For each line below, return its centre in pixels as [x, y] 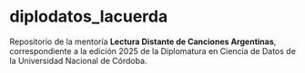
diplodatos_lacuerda [89, 17]
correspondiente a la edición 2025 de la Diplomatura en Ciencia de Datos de [152, 50]
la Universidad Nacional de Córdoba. [78, 60]
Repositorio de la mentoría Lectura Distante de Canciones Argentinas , [143, 41]
